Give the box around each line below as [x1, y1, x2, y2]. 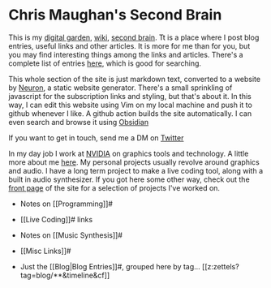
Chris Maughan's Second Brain [8, 6, 222, 24]
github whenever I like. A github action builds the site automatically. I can [8, 108, 252, 118]
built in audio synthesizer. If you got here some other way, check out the [8, 174, 250, 184]
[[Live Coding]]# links [19, 214, 93, 224]
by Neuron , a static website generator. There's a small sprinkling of [8, 83, 233, 92]
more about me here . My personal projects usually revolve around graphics [8, 157, 260, 167]
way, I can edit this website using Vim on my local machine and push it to [8, 100, 253, 110]
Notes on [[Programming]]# [19, 199, 114, 208]
